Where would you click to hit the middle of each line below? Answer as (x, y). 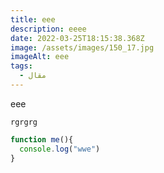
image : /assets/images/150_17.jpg (82, 47)
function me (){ (42, 139)
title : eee (33, 19)
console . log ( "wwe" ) (60, 149)
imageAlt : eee (40, 57)
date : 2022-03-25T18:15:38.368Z (77, 38)
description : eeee (48, 29)
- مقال (33, 76)
